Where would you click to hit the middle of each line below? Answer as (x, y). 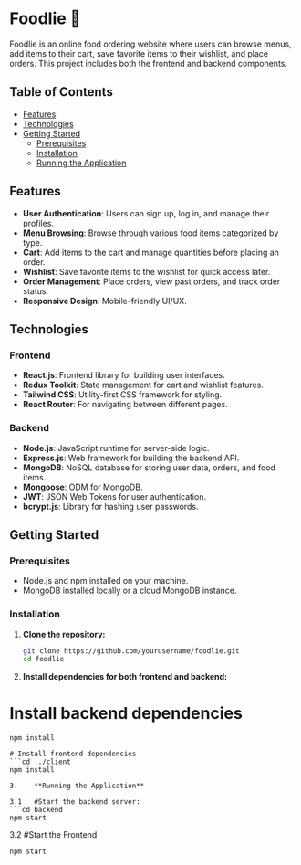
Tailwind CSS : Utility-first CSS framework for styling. (122, 395)
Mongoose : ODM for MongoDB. (83, 487)
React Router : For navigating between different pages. (125, 405)
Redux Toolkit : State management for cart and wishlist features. (143, 385)
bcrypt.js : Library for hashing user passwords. (110, 506)
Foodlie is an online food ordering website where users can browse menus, (150, 44)
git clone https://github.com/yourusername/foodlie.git (131, 651)
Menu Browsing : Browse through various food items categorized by (150, 233)
